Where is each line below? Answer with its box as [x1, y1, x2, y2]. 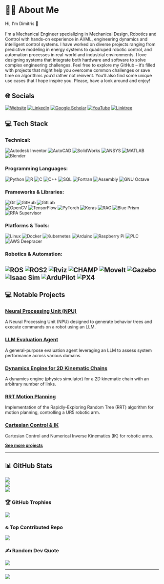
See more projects [5, 442, 43, 448]
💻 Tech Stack [5, 120, 48, 128]
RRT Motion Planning [5, 393, 56, 400]
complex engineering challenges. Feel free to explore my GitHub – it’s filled [5, 62, 156, 68]
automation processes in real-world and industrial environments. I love [5, 51, 147, 58]
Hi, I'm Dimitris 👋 [5, 21, 39, 26]
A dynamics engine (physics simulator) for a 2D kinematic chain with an [5, 376, 149, 382]
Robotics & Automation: [5, 251, 62, 258]
